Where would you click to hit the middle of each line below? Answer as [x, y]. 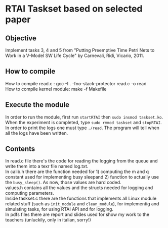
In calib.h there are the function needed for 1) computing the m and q [77, 172]
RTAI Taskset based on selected [74, 9]
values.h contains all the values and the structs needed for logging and [79, 188]
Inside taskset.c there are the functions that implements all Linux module [81, 198]
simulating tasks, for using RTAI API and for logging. [59, 209]
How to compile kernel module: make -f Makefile [56, 89]
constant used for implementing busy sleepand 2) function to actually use [82, 177]
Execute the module [37, 105]
